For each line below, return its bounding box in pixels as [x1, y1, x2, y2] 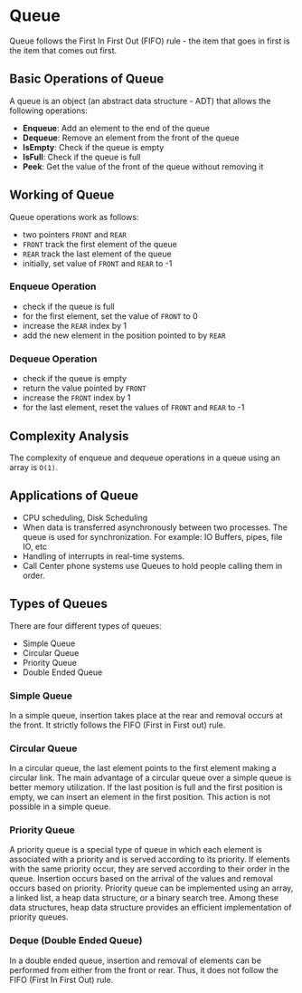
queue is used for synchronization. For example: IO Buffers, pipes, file [22, 531, 283, 542]
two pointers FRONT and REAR [22, 228, 127, 240]
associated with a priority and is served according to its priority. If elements [9, 853, 291, 865]
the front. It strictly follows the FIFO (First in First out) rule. [9, 719, 226, 730]
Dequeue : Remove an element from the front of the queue [22, 132, 240, 143]
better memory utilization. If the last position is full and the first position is [9, 782, 283, 793]
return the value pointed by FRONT [22, 382, 146, 394]
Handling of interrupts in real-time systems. [22, 550, 185, 562]
